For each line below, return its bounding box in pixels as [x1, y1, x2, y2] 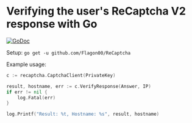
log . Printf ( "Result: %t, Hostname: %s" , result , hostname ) [6, 111, 160, 118]
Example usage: [6, 61, 47, 68]
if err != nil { [6, 89, 48, 95]
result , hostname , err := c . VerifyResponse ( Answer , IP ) [6, 83, 151, 89]
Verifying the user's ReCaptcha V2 [6, 4, 186, 18]
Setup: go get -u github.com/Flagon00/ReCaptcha [6, 48, 131, 56]
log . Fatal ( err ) [17, 95, 56, 101]
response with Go [6, 17, 98, 31]
